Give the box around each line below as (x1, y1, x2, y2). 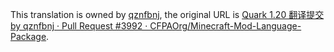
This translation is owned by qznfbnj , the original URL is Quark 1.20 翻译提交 (10, 9, 325, 20)
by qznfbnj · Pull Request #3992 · (10, 20, 148, 32)
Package (10, 31, 47, 42)
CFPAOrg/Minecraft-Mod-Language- (149, 20, 302, 32)
